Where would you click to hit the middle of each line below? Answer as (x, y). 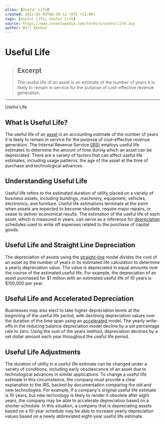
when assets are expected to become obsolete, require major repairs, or (78, 209)
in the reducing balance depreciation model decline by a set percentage (87, 326)
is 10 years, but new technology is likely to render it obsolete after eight (77, 395)
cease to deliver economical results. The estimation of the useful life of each (82, 214)
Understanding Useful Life (46, 181)
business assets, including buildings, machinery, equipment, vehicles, (76, 198)
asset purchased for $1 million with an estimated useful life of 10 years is (78, 278)
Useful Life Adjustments (43, 352)
